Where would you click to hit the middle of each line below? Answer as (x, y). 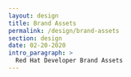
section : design (35, 38)
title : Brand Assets (43, 23)
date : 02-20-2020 (37, 46)
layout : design (34, 16)
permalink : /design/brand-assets (64, 30)
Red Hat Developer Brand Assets (69, 61)
